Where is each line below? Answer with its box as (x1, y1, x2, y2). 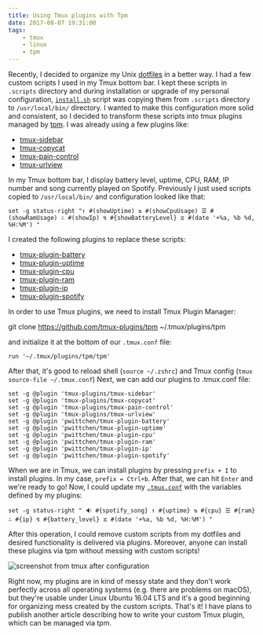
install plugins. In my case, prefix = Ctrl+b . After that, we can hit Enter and (8, 474, 254, 483)
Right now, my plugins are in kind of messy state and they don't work (8, 577, 232, 585)
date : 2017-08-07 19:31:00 (8, 19, 97, 27)
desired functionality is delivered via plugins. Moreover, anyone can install (8, 538, 247, 547)
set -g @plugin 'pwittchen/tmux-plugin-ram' (8, 438, 156, 446)
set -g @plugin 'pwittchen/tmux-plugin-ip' (8, 445, 153, 453)
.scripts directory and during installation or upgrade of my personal (8, 86, 229, 95)
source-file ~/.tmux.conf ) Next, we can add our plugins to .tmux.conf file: (8, 375, 251, 384)
